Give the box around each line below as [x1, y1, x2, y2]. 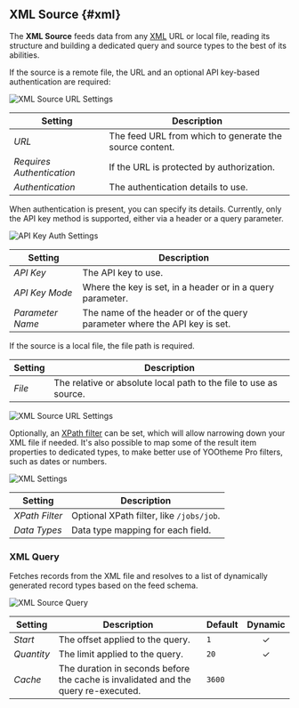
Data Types [13, 524, 62, 536]
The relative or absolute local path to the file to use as [53, 376, 278, 389]
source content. [109, 141, 175, 153]
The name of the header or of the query [82, 306, 248, 318]
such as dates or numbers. [9, 455, 108, 466]
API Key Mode [13, 286, 73, 299]
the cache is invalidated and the [58, 673, 191, 686]
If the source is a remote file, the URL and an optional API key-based [9, 67, 260, 77]
